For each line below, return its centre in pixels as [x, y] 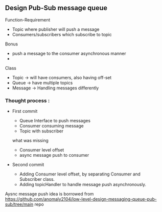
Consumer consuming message [52, 126]
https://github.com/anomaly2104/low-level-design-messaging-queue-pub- [81, 199]
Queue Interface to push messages [55, 121]
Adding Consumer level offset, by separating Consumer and [80, 174]
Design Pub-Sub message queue [56, 8]
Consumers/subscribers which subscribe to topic [62, 34]
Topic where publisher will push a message [56, 29]
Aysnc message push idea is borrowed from [49, 194]
